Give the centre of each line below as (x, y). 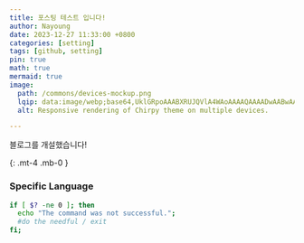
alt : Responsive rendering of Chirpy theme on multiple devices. (143, 110)
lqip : (28, 102)
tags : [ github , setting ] (56, 51)
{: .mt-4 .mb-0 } (39, 163)
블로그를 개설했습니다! (48, 145)
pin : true (28, 60)
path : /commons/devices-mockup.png (85, 93)
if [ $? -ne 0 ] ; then (52, 205)
